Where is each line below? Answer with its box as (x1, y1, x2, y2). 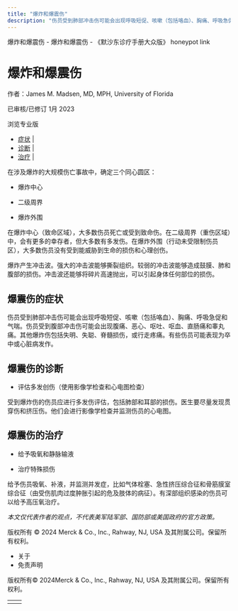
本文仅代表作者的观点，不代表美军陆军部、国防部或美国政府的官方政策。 (7, 512, 218, 521)
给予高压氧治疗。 (13, 497, 64, 506)
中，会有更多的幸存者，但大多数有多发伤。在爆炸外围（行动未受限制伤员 (7, 237, 218, 246)
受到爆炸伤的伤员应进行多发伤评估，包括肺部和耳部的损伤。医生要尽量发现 (7, 398, 225, 406)
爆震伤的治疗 (7, 429, 64, 441)
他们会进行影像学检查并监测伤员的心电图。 (50, 406, 175, 416)
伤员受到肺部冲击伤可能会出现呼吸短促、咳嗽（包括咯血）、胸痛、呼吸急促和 (7, 313, 228, 322)
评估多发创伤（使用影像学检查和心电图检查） (17, 383, 149, 391)
